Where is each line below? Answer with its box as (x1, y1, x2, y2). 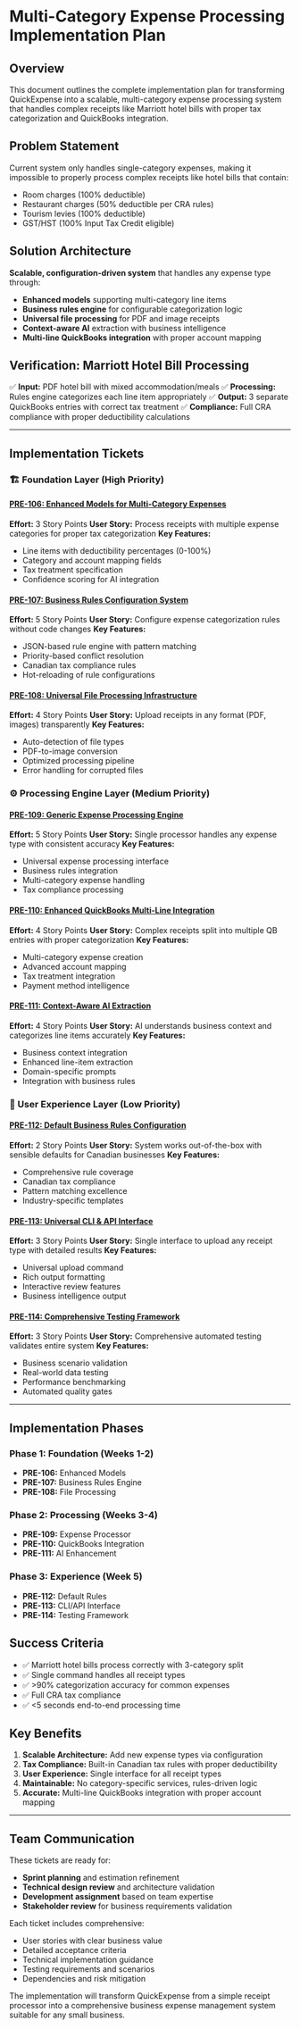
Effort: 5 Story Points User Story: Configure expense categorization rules (9, 614, 280, 625)
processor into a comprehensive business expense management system (9, 2000, 276, 2011)
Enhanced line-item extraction (21, 1056, 134, 1067)
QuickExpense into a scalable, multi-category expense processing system (9, 94, 282, 104)
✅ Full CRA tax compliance (21, 1690, 121, 1700)
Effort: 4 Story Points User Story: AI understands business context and (9, 1020, 272, 1031)
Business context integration (21, 1047, 128, 1057)
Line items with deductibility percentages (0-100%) (21, 545, 212, 555)
